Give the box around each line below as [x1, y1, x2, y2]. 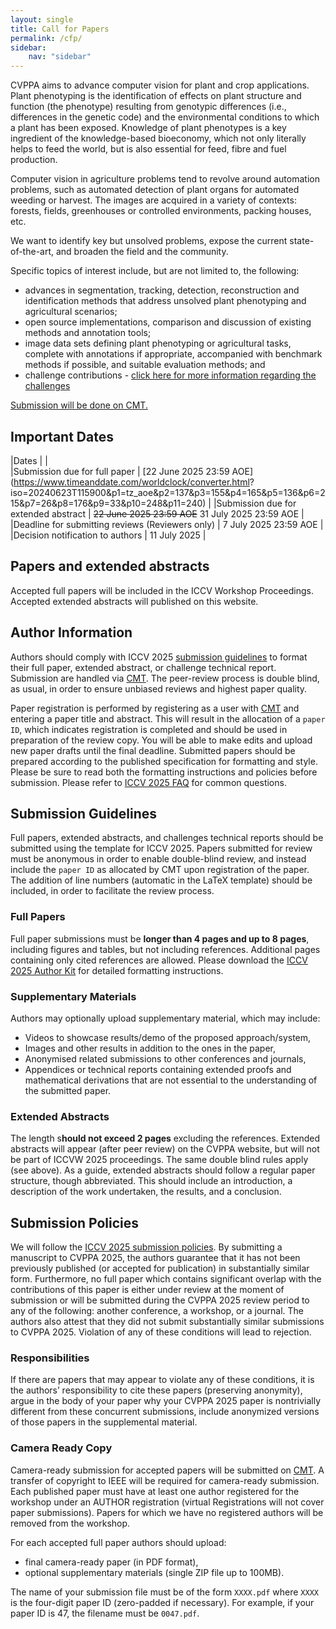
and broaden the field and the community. [55, 246, 229, 258]
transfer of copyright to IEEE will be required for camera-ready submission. [10, 1474, 320, 1486]
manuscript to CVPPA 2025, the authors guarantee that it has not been [10, 1252, 301, 1264]
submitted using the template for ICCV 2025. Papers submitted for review [10, 842, 313, 855]
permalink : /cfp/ [10, 33, 83, 43]
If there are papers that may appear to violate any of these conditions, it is [10, 1374, 315, 1386]
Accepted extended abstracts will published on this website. [10, 595, 259, 607]
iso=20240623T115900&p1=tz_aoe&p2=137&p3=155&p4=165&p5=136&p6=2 [10, 486, 326, 498]
